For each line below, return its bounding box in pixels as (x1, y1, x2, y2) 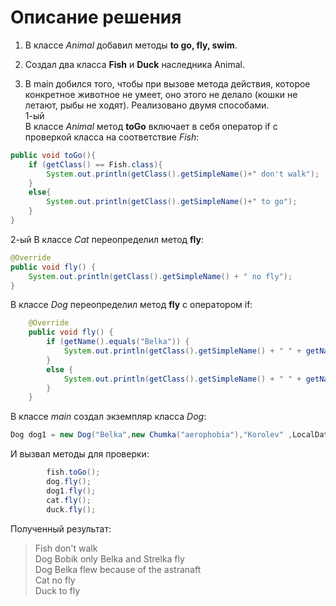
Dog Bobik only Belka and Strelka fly (34, 552, 185, 565)
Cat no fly (34, 574, 76, 586)
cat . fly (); (46, 495, 92, 505)
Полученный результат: (10, 522, 112, 535)
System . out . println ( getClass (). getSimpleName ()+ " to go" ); (46, 197, 298, 207)
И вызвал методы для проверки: (10, 448, 150, 460)
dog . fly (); (46, 477, 92, 487)
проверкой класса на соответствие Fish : (24, 131, 200, 143)
